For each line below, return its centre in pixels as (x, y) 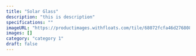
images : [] (19, 33)
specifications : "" (30, 22)
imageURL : (18, 28)
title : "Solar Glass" (32, 11)
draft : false (22, 44)
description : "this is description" (50, 17)
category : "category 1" (35, 38)
